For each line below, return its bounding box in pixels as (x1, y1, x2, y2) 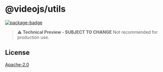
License (5, 48, 30, 57)
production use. (17, 34, 50, 40)
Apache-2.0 (5, 61, 29, 67)
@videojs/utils (5, 3, 66, 15)
